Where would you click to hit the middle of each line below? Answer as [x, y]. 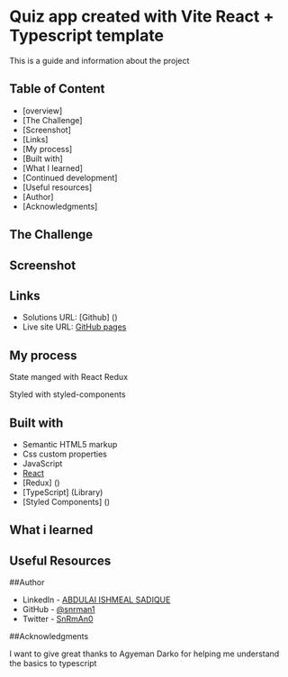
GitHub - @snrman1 [59, 609]
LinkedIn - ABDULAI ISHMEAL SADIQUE [96, 600]
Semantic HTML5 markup [70, 444]
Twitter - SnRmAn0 [58, 619]
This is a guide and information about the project [99, 60]
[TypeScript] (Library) [63, 492]
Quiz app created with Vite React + [142, 17]
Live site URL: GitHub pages [74, 327]
